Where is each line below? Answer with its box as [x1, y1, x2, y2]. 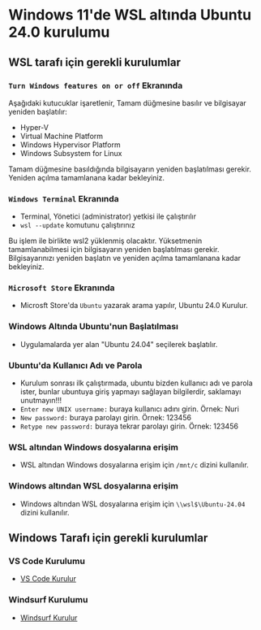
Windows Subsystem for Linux [19, 148, 122, 158]
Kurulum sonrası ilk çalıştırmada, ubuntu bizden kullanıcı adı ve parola [19, 378, 253, 388]
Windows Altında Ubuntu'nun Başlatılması [8, 321, 178, 332]
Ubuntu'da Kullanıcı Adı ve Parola [8, 359, 143, 371]
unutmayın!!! [19, 396, 62, 406]
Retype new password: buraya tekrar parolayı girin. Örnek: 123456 [19, 421, 239, 432]
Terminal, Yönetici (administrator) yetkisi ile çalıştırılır [19, 211, 197, 221]
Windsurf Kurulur [19, 612, 78, 623]
